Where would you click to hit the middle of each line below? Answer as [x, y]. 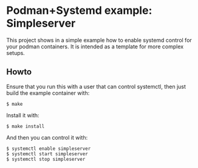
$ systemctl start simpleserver [47, 154]
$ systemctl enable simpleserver [49, 149]
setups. [16, 53]
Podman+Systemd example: [79, 11]
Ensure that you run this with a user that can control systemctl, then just [96, 86]
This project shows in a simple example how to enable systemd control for [99, 40]
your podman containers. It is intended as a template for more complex [95, 47]
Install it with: [23, 115]
